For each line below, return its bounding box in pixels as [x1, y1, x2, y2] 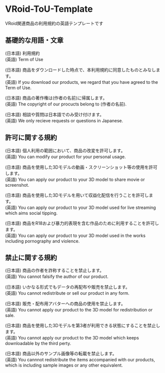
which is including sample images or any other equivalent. [5, 362, 123, 368]
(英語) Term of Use [5, 56, 43, 62]
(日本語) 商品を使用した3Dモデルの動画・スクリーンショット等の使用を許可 [5, 164, 158, 170]
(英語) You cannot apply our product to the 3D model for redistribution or [5, 307, 153, 313]
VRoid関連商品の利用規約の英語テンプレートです [5, 20, 103, 26]
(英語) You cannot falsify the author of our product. [5, 273, 109, 279]
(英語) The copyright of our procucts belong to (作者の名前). [5, 101, 127, 107]
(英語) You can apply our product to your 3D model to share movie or [5, 176, 145, 182]
